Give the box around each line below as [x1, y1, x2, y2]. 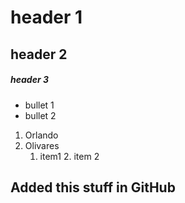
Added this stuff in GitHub [10, 179, 176, 196]
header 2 [10, 46, 68, 63]
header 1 [10, 6, 83, 29]
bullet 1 [24, 99, 55, 111]
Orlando [24, 129, 59, 141]
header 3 [10, 74, 49, 86]
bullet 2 [24, 109, 57, 121]
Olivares [24, 139, 60, 151]
